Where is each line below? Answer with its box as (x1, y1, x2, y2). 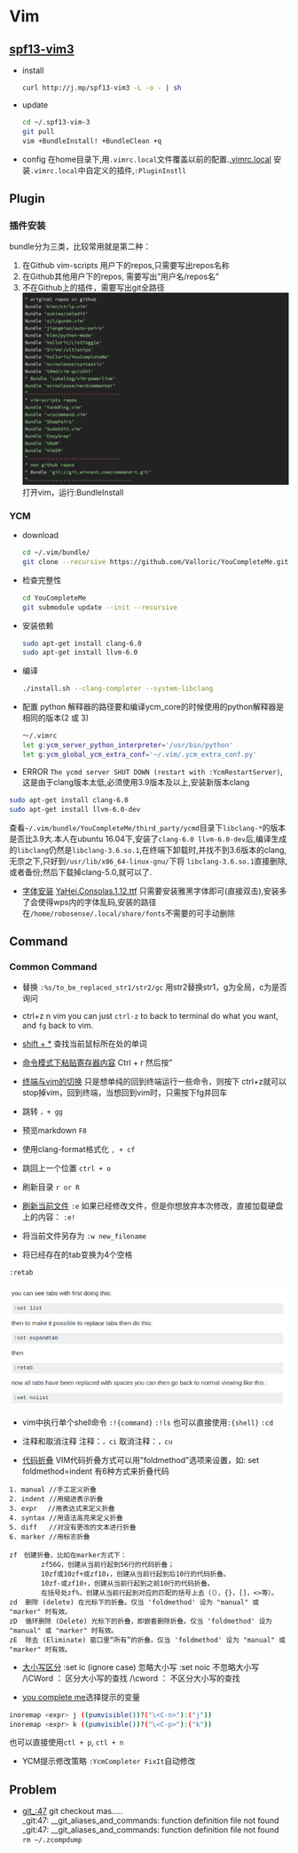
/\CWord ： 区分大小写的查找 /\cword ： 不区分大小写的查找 (21, 1673, 240, 1683)
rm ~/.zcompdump (21, 1836, 82, 1845)
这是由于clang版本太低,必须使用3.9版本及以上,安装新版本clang (21, 776, 250, 787)
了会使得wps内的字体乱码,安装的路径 (21, 896, 157, 907)
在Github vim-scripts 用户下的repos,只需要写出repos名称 (21, 260, 230, 271)
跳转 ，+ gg (21, 1106, 64, 1117)
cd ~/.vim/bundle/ (21, 548, 90, 557)
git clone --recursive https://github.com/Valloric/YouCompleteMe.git (21, 557, 289, 566)
